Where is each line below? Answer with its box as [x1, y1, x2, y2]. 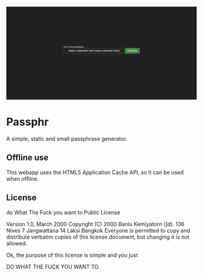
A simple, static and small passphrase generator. [6, 135, 127, 143]
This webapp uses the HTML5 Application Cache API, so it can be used [6, 169, 184, 176]
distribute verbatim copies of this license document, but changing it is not [6, 233, 190, 241]
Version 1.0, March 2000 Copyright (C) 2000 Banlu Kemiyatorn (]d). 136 [6, 220, 185, 227]
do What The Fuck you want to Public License [6, 209, 121, 216]
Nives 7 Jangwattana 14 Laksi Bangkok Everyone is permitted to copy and [6, 227, 190, 234]
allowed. [6, 239, 27, 247]
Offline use [6, 152, 49, 163]
